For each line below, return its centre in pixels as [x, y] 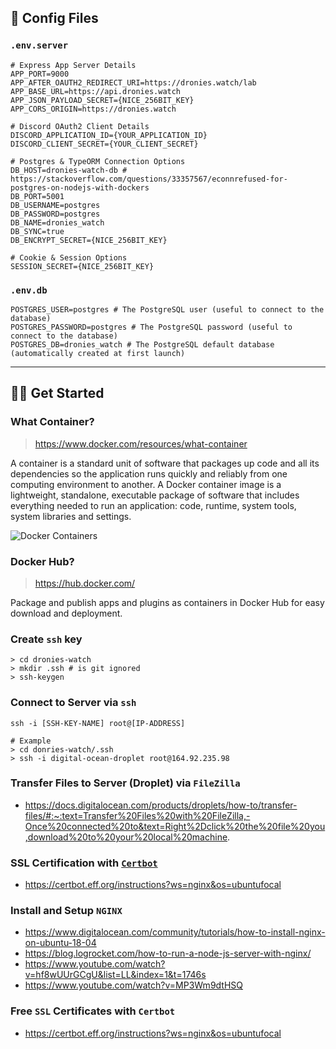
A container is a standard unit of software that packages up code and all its [165, 463]
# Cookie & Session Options [69, 257]
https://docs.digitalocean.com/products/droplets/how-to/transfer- [161, 805]
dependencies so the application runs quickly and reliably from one [149, 473]
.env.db [29, 290]
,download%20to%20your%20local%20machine [126, 837]
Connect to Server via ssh [73, 703]
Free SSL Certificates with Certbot [93, 1011]
